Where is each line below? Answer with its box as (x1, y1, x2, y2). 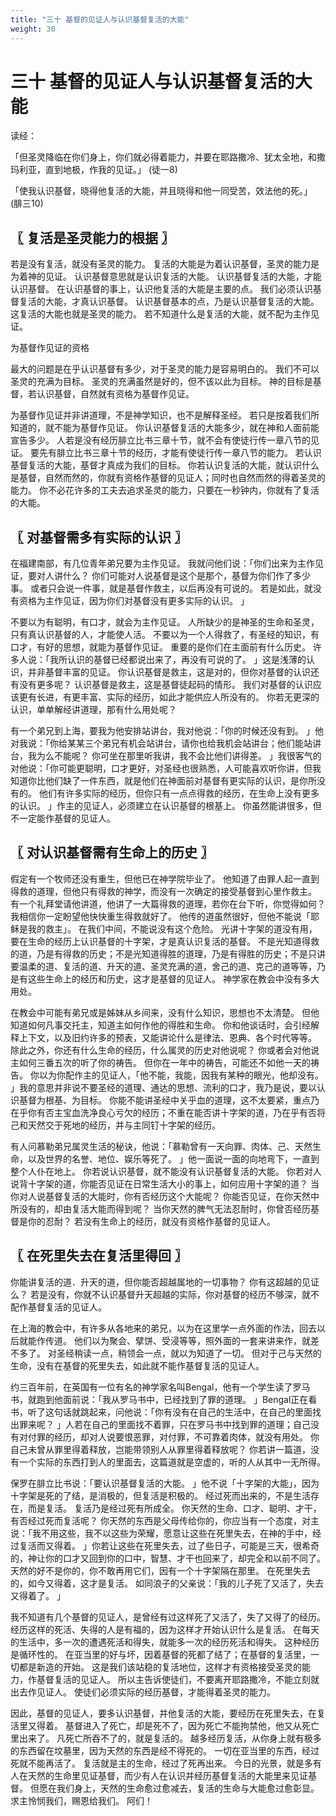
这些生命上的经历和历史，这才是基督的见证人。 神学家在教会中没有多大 (27, 972, 320, 985)
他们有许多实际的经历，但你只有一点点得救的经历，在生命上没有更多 (38, 787, 320, 800)
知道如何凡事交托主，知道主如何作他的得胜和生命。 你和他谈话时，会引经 (10, 1019, 311, 1031)
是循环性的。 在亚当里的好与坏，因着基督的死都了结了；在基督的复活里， (10, 1648, 311, 1660)
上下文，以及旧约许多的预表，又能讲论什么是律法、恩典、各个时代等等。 (18, 1031, 317, 1043)
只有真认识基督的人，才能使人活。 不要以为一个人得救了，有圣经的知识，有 (10, 629, 320, 641)
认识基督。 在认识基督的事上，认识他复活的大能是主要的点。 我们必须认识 (10, 283, 313, 295)
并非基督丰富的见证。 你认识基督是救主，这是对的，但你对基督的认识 (27, 666, 311, 678)
